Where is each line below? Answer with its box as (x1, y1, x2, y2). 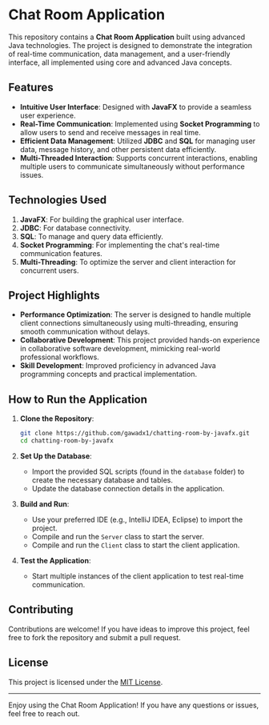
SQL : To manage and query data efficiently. (19, 231, 164, 241)
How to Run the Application (8, 392, 148, 406)
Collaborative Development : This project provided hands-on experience (19, 335, 260, 345)
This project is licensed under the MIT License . (8, 677, 163, 687)
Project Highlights (8, 288, 100, 302)
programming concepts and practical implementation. (19, 370, 198, 379)
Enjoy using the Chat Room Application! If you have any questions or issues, (8, 700, 259, 710)
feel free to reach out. (8, 708, 80, 718)
